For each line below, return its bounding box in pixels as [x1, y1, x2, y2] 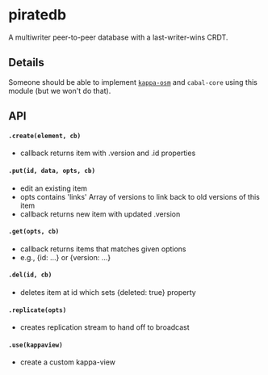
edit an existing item [19, 183, 87, 193]
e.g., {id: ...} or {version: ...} [19, 252, 111, 262]
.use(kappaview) [8, 341, 63, 349]
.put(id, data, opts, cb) [8, 166, 95, 175]
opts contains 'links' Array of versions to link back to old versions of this [19, 192, 261, 201]
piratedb [8, 6, 67, 24]
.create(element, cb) [8, 132, 82, 140]
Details [8, 56, 44, 70]
